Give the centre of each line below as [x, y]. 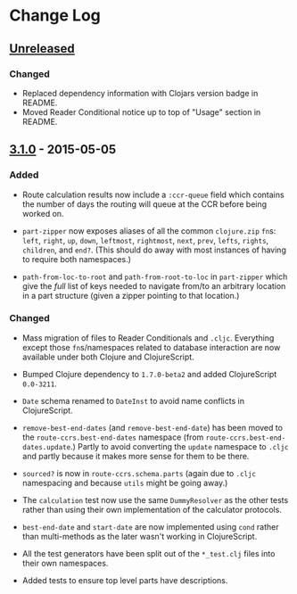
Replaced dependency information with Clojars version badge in [140, 93]
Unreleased [42, 49]
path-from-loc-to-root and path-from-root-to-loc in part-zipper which [155, 276]
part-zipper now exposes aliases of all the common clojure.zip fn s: [149, 231]
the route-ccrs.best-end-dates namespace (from [113, 437]
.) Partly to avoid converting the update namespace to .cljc [179, 446]
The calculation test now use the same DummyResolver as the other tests [155, 499]
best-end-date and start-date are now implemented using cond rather [150, 526]
